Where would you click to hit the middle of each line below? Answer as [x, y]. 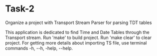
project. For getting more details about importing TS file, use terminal [76, 42]
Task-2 [20, 9]
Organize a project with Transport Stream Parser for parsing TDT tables [78, 22]
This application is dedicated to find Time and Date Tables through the [77, 32]
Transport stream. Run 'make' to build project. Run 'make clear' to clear [78, 37]
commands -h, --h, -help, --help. [39, 48]
